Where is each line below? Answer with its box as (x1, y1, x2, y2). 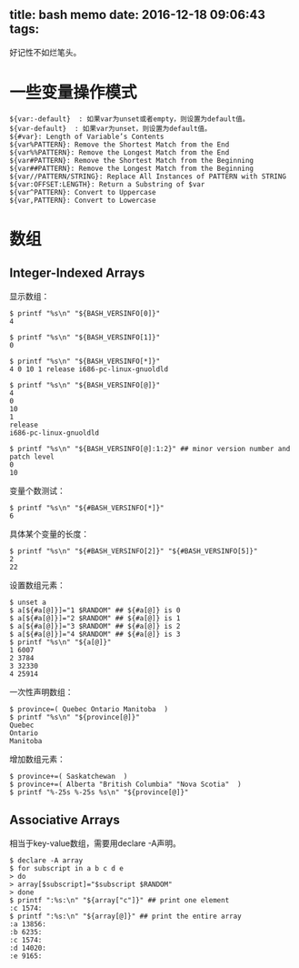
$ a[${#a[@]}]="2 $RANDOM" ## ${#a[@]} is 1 (9, 613, 181, 622)
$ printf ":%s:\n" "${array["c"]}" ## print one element (9, 895, 230, 904)
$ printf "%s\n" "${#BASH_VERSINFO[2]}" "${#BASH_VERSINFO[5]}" (9, 546, 258, 556)
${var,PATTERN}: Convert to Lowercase (9, 196, 156, 205)
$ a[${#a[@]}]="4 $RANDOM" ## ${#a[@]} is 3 (9, 630, 181, 639)
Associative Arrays (9, 812, 121, 828)
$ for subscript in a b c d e (9, 863, 125, 872)
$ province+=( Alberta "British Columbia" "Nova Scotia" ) (9, 780, 243, 789)
